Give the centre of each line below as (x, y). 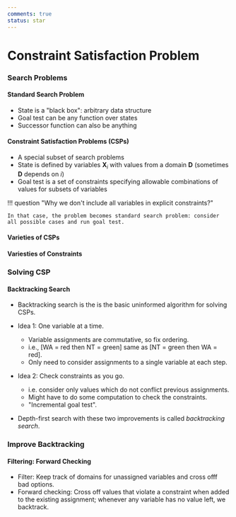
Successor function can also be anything (77, 125)
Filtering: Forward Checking (49, 461)
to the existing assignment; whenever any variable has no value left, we (122, 499)
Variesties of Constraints (45, 254)
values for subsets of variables (62, 189)
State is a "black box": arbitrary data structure (84, 110)
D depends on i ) (41, 174)
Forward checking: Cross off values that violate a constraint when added (123, 492)
